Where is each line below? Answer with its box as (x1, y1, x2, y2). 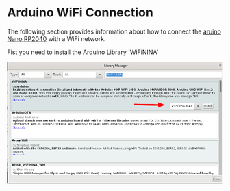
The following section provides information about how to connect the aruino (7, 27, 221, 36)
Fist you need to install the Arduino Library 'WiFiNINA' (7, 48, 159, 56)
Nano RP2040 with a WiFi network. (7, 34, 106, 42)
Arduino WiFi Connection (7, 5, 154, 21)
